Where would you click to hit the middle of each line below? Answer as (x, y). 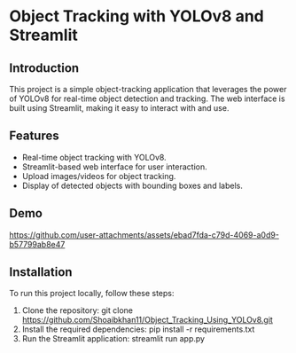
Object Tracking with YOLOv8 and (136, 16)
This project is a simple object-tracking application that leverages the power (148, 89)
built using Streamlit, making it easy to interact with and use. (119, 108)
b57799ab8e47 (37, 244)
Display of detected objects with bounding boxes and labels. (132, 185)
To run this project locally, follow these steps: (92, 294)
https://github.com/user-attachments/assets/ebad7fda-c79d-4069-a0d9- (144, 235)
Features (34, 136)
